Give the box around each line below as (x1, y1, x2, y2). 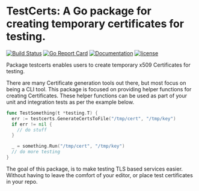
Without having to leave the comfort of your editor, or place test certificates (6, 171, 194, 178)
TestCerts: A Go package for (6, 4, 152, 18)
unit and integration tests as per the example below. (6, 98, 134, 106)
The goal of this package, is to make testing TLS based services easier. (6, 165, 183, 172)
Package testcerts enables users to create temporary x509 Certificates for (6, 61, 191, 68)
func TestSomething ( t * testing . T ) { (6, 110, 98, 116)
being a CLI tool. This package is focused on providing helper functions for (6, 85, 192, 92)
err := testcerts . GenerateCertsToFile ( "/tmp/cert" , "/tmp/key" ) (11, 115, 176, 121)
